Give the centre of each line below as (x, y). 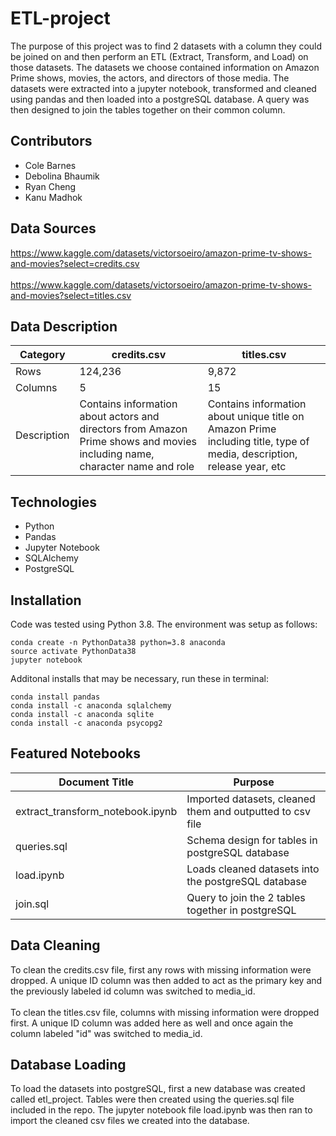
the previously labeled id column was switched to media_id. (133, 991)
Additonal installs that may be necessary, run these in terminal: (139, 678)
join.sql (32, 904)
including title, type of (258, 442)
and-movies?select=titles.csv (71, 295)
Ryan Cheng (50, 186)
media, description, (252, 454)
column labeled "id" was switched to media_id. (106, 1033)
